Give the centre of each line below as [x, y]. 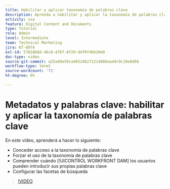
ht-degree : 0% [20, 76]
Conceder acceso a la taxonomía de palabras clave [66, 150]
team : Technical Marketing [34, 43]
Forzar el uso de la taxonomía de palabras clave [62, 155]
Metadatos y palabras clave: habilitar [85, 105]
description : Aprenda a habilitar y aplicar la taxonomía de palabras [81, 15]
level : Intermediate [27, 38]
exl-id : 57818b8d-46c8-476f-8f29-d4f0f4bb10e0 [55, 52]
